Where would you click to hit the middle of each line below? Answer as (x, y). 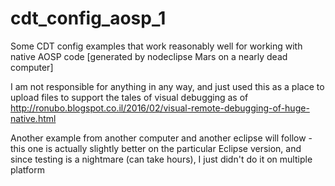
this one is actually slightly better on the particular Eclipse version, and (156, 148)
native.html (33, 118)
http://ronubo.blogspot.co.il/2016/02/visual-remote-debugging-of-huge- (160, 108)
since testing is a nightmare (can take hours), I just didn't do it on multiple (161, 159)
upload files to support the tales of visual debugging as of (129, 97)
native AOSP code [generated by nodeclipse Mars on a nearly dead (149, 56)
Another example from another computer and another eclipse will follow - (161, 138)
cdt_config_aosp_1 (88, 18)
